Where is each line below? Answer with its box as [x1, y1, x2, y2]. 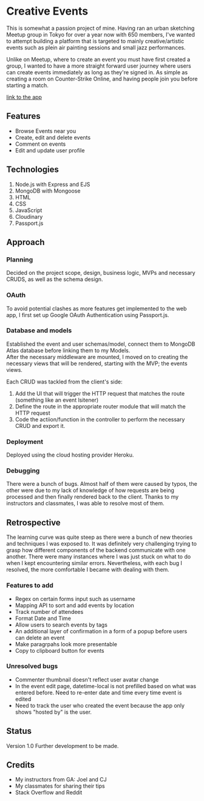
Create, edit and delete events [15, 133, 91, 141]
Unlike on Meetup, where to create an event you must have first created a [6, 55, 191, 63]
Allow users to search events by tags [15, 621, 108, 628]
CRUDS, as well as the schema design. [6, 276, 103, 283]
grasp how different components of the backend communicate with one [6, 547, 186, 554]
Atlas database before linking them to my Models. [6, 346, 131, 354]
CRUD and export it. [15, 422, 66, 429]
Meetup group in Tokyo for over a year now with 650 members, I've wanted [6, 30, 195, 38]
